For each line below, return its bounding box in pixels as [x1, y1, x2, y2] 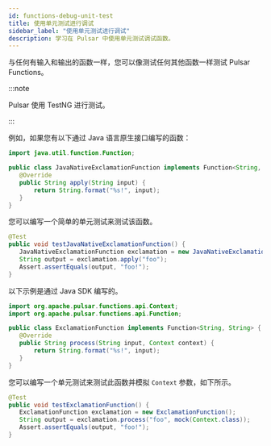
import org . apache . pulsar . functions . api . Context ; [8, 302, 179, 311]
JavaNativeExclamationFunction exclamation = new [19, 248, 190, 256]
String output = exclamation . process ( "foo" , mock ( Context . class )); [19, 416, 251, 424]
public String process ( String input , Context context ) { [19, 340, 215, 348]
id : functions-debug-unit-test [8, 11, 114, 20]
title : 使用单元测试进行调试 [8, 19, 94, 27]
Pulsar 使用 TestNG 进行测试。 [8, 100, 110, 110]
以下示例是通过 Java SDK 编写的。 [8, 286, 123, 295]
